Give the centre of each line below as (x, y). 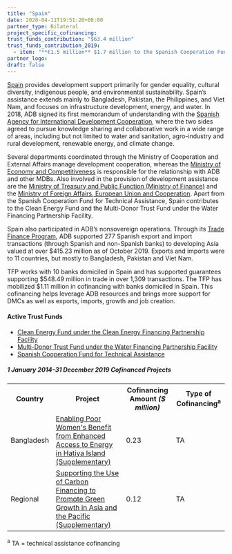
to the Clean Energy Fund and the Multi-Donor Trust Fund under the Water (113, 208)
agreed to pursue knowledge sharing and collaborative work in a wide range (116, 128)
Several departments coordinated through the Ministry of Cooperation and (113, 157)
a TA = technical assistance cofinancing (64, 542)
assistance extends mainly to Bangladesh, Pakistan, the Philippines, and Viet (116, 99)
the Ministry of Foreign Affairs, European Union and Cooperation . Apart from (116, 193)
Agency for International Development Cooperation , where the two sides (110, 121)
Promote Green (80, 499)
